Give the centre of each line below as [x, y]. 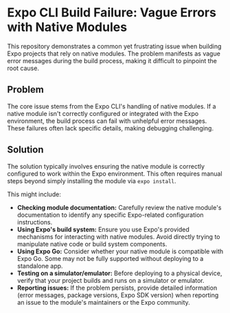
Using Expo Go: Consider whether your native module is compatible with [120, 251]
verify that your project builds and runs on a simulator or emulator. [111, 280]
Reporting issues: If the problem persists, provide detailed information [117, 288]
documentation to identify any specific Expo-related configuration [110, 215]
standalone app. [40, 266]
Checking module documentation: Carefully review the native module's [119, 207]
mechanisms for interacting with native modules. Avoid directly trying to [118, 236]
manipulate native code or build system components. [92, 244]
